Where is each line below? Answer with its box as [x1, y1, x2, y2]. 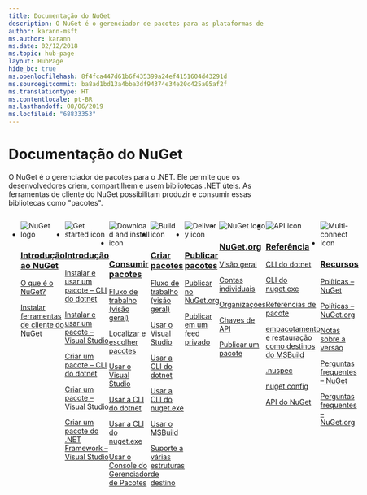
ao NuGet [20, 259, 59, 271]
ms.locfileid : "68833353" [8, 111, 96, 119]
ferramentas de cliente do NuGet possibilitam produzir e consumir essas [8, 189, 251, 199]
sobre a [320, 334, 346, 344]
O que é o [20, 278, 54, 289]
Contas [219, 276, 244, 285]
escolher [108, 337, 138, 347]
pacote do [64, 426, 99, 436]
